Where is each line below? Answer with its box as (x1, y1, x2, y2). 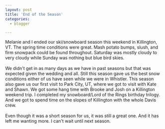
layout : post (5, 7, 32, 12)
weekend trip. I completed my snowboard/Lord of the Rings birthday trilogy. (5, 92, 161, 98)
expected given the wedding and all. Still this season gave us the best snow (5, 70, 160, 77)
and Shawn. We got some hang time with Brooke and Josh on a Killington (5, 86, 155, 92)
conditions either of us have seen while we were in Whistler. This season (5, 76, 154, 82)
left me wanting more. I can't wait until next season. (5, 118, 111, 124)
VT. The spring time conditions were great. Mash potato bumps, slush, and (5, 44, 158, 50)
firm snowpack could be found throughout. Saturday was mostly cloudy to (5, 50, 158, 56)
